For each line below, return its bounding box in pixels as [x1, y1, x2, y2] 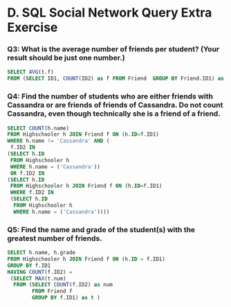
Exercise [7, 19, 58, 35]
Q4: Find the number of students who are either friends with [7, 91, 213, 101]
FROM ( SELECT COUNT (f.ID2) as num [13, 281, 113, 288]
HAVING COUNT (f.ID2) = [7, 268, 73, 275]
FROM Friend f [32, 288, 73, 295]
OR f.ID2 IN [10, 170, 45, 177]
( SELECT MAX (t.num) [10, 275, 67, 282]
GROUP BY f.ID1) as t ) [32, 295, 100, 301]
